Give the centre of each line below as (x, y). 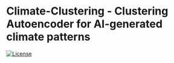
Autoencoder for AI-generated (85, 24)
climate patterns (48, 37)
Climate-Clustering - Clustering (87, 11)
